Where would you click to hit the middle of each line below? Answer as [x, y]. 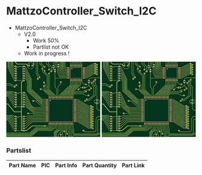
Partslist [19, 150]
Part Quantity [99, 165]
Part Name [22, 165]
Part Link [133, 165]
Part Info [66, 165]
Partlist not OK [51, 47]
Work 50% [46, 40]
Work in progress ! [47, 53]
